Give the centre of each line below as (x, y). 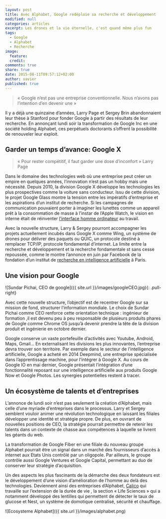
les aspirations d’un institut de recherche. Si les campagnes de (69, 203)
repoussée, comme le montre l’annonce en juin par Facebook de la (73, 255)
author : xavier (21, 79)
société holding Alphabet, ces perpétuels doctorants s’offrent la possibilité (81, 129)
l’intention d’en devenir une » (47, 103)
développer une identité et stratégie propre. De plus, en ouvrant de (73, 419)
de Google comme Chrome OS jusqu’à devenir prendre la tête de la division (82, 324)
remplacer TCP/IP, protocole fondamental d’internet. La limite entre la (76, 244)
